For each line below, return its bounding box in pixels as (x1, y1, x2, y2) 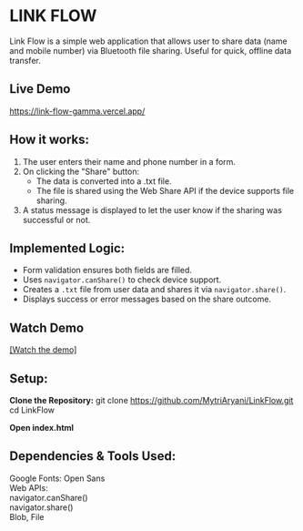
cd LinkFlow (9, 404, 56, 415)
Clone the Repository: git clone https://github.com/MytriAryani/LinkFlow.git (9, 395, 294, 405)
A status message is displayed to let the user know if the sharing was (22, 204, 282, 215)
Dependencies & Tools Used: (9, 448, 177, 465)
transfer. (9, 55, 41, 66)
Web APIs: (9, 482, 48, 493)
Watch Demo (9, 320, 85, 335)
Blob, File (9, 511, 45, 522)
